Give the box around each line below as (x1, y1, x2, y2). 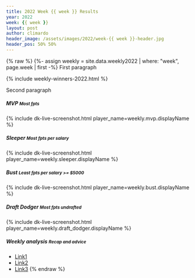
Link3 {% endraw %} (14, 265, 66, 272)
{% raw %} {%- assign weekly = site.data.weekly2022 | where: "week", (6, 57, 179, 65)
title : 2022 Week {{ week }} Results (6, 8, 99, 15)
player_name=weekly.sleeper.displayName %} (6, 155, 119, 162)
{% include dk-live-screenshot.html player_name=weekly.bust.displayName (6, 183, 190, 191)
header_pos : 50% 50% (6, 42, 57, 48)
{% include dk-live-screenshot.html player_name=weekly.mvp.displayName (6, 115, 190, 122)
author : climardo (6, 31, 49, 36)
